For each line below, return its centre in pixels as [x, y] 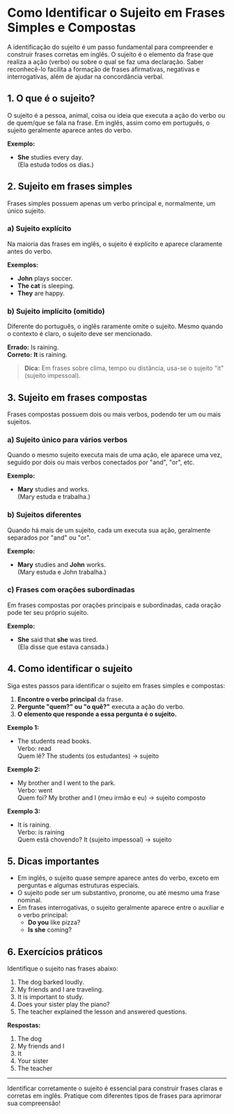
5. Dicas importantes [53, 861]
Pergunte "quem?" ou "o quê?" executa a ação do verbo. [101, 706]
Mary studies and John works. [61, 564]
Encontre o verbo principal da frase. [70, 699]
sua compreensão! [34, 1104]
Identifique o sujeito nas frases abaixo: [63, 969]
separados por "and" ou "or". [49, 537]
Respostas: [24, 1025]
